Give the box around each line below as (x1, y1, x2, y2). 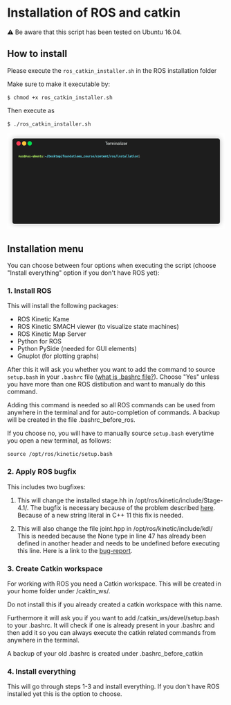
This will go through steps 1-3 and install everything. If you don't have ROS (7, 682, 220, 691)
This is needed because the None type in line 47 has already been (17, 532, 206, 540)
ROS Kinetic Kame (17, 315, 70, 323)
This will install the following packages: (7, 302, 119, 310)
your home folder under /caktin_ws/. (7, 586, 111, 595)
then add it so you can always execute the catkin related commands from (7, 628, 216, 636)
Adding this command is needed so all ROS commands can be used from (7, 401, 216, 409)
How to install (7, 48, 68, 60)
